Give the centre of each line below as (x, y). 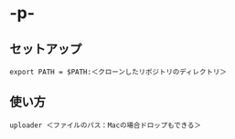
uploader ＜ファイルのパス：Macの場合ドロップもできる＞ (105, 125)
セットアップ (46, 49)
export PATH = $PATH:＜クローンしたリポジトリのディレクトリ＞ (118, 72)
